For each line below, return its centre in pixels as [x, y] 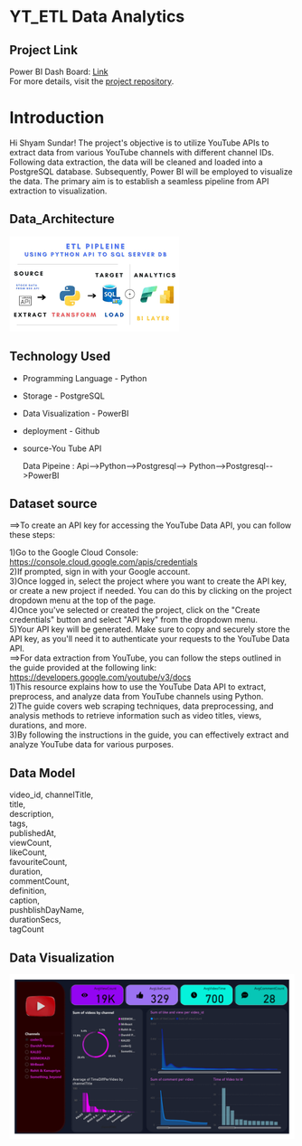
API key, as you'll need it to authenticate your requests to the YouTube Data [150, 639]
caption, [25, 900]
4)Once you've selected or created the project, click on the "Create [135, 610]
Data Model [42, 773]
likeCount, [28, 852]
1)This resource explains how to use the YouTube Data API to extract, [138, 687]
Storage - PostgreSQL [64, 396]
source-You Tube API [62, 448]
